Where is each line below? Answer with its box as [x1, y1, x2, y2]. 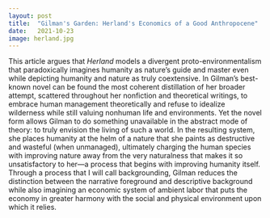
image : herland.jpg [8, 34, 74, 43]
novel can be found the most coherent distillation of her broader [32, 82, 246, 92]
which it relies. [8, 203, 57, 212]
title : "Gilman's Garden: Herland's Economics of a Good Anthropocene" [8, 19, 259, 27]
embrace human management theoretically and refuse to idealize [8, 99, 226, 109]
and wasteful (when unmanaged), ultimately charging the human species [8, 142, 251, 152]
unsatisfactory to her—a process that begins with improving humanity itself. [8, 159, 261, 170]
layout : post [8, 11, 53, 20]
